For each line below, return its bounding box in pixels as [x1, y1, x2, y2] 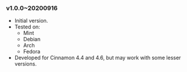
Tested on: [14, 23, 41, 30]
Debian [23, 36, 41, 43]
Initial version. [14, 17, 48, 24]
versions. [14, 60, 37, 67]
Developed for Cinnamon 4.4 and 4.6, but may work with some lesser [14, 54, 181, 62]
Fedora [23, 48, 41, 55]
